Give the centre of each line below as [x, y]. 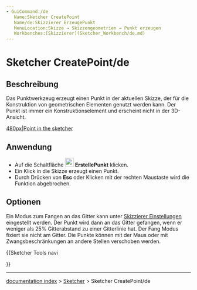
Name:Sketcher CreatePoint [47, 17]
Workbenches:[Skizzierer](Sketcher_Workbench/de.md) [79, 34]
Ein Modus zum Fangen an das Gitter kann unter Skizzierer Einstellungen [94, 216]
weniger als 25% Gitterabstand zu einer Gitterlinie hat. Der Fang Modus [92, 229]
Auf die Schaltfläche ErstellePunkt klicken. [72, 165]
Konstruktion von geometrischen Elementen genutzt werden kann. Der [91, 105]
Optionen [23, 202]
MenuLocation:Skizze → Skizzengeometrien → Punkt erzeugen [87, 28]
